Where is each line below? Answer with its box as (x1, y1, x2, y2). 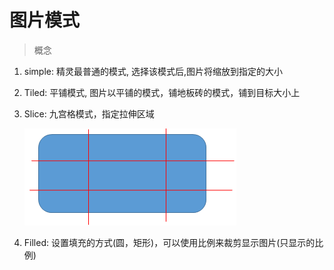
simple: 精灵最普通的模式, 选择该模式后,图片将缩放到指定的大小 (23, 65, 283, 77)
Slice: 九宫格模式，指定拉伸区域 (23, 107, 155, 120)
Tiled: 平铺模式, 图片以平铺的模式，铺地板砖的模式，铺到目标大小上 (23, 86, 301, 98)
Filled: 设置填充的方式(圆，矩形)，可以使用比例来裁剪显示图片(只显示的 (23, 236, 316, 248)
